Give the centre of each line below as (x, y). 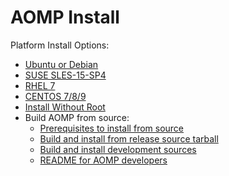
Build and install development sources (118, 149)
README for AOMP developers (103, 160)
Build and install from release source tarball (129, 138)
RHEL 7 (40, 85)
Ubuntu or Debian (61, 64)
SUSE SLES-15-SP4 (65, 75)
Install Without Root (65, 107)
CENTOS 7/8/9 (55, 96)
